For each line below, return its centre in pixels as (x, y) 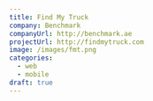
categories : (31, 58)
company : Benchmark (45, 25)
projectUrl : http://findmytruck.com (76, 42)
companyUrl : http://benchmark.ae (71, 33)
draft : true (31, 83)
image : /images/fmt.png (53, 50)
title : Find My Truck (49, 17)
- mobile (33, 75)
